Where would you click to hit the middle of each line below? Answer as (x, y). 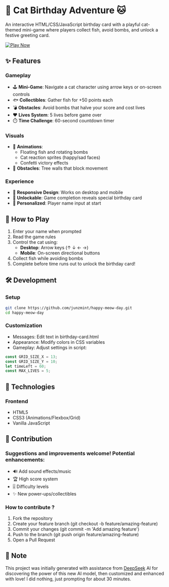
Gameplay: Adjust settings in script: (50, 347)
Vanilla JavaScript (31, 423)
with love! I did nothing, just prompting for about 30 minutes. (68, 579)
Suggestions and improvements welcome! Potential (70, 453)
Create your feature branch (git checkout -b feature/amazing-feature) (85, 524)
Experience (19, 181)
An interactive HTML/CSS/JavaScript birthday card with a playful (73, 24)
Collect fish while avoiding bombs (48, 258)
